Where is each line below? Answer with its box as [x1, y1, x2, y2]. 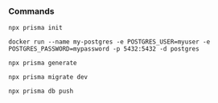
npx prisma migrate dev [8, 73, 88, 81]
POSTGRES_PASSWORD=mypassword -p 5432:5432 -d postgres [8, 45, 199, 53]
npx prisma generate [8, 59, 78, 68]
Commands [8, 6, 55, 17]
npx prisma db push [8, 87, 74, 96]
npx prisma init [8, 24, 63, 32]
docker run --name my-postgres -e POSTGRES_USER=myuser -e [8, 38, 211, 46]
